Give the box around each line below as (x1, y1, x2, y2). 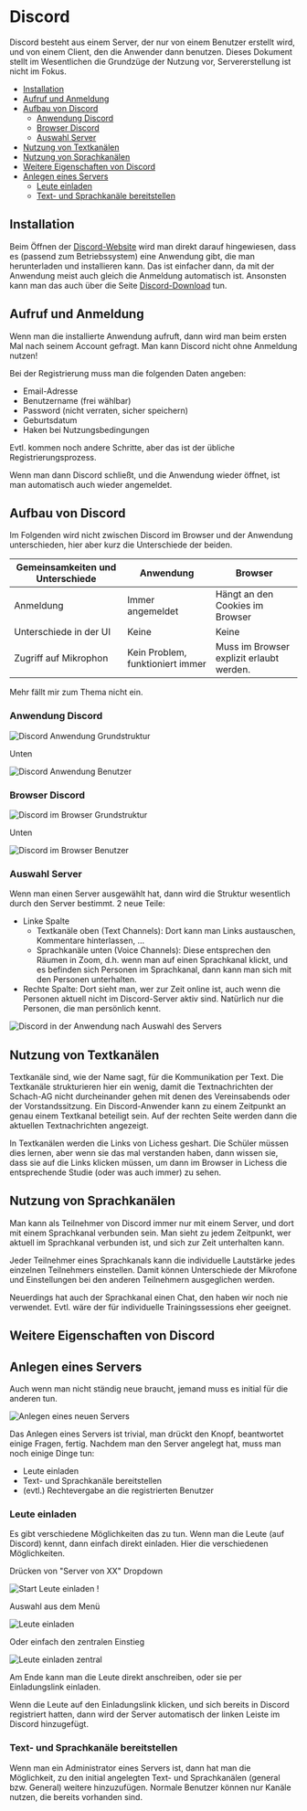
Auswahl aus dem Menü (9, 1601, 101, 1612)
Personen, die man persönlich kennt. (22, 1003, 162, 1014)
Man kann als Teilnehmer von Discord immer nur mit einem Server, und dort (9, 1217, 294, 1228)
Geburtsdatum (22, 414, 78, 426)
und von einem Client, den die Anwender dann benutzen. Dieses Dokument (9, 46, 292, 57)
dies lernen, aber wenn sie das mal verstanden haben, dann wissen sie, (9, 1148, 279, 1159)
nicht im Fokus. (9, 66, 67, 77)
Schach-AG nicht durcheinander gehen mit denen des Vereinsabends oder (9, 1091, 291, 1102)
